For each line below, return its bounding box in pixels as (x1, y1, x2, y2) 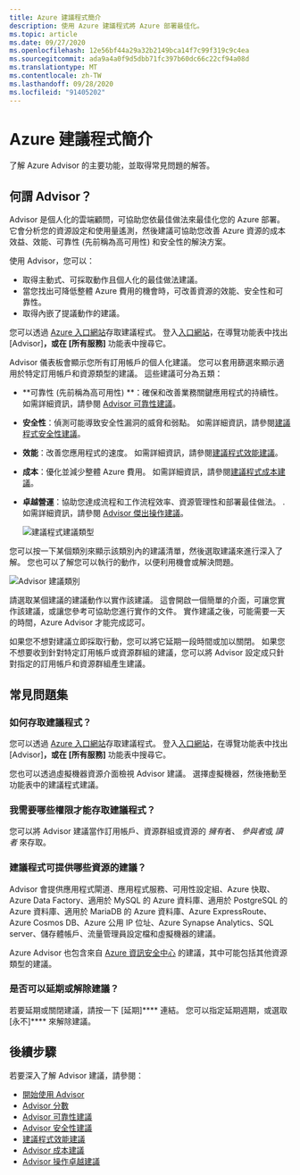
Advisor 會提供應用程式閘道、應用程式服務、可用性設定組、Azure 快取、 (9, 883, 275, 894)
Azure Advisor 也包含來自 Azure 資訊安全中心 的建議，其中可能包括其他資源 (9, 947, 288, 958)
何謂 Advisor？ (9, 188, 93, 204)
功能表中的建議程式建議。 (9, 779, 104, 790)
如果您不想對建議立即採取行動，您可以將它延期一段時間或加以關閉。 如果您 (9, 636, 286, 647)
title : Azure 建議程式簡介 (9, 12, 102, 22)
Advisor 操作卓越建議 (21, 1155, 101, 1166)
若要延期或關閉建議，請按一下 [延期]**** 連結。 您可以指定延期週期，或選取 (9, 1004, 288, 1015)
